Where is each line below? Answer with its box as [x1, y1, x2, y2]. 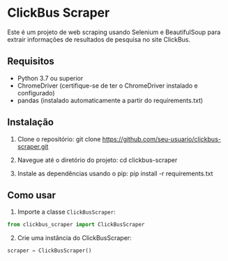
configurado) [17, 88, 55, 97]
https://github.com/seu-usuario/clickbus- [102, 134, 221, 143]
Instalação [7, 116, 54, 128]
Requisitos [7, 56, 54, 68]
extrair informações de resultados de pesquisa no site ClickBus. [7, 35, 191, 43]
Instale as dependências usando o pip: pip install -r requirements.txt [17, 169, 213, 177]
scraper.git [17, 142, 49, 150]
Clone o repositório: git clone [17, 134, 101, 143]
